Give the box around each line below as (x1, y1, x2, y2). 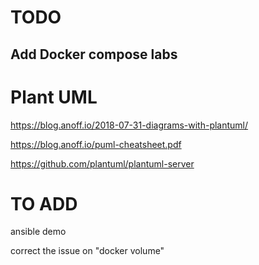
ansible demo (10, 226, 67, 238)
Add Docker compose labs (10, 46, 178, 63)
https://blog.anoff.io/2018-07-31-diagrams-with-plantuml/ (10, 119, 249, 131)
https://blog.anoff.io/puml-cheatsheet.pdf (10, 138, 182, 150)
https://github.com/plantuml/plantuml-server (10, 157, 195, 170)
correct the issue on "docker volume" (10, 245, 165, 257)
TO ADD (10, 192, 78, 215)
